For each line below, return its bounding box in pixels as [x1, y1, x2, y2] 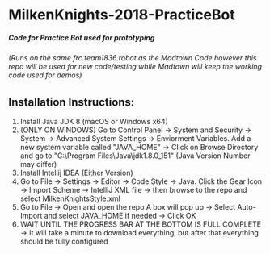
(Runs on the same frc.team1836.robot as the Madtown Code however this [8, 53, 257, 63]
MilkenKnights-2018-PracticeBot [8, 6, 236, 24]
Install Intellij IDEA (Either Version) [19, 168, 133, 178]
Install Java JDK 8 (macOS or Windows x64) [19, 117, 168, 127]
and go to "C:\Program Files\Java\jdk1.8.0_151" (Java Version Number [19, 151, 251, 160]
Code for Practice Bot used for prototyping [8, 32, 155, 42]
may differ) [19, 160, 57, 169]
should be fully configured [19, 236, 108, 247]
